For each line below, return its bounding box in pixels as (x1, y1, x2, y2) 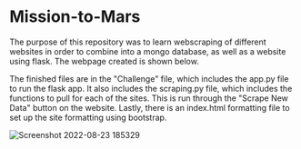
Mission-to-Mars (9, 6, 141, 27)
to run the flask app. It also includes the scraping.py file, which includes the (9, 83, 293, 94)
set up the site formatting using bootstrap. (9, 112, 167, 123)
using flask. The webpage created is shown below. (9, 55, 200, 66)
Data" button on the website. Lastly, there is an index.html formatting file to (9, 102, 290, 113)
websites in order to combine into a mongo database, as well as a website (9, 45, 286, 56)
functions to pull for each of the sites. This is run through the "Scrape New (9, 93, 289, 104)
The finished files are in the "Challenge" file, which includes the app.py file (9, 73, 289, 84)
